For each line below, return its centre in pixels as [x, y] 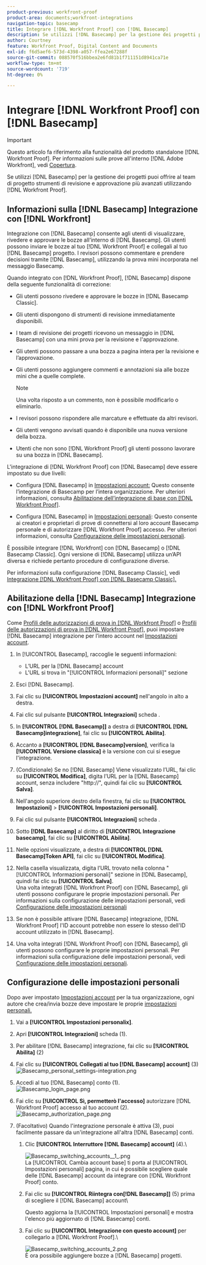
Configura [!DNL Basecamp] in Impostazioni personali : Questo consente [106, 517]
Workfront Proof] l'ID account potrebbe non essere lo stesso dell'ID [101, 925]
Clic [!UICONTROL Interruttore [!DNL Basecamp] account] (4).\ [106, 1144]
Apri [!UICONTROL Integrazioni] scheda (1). [72, 1034]
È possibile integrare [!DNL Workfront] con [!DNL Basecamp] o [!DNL [94, 548]
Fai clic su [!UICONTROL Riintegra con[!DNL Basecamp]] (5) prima [110, 1193]
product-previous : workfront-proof [52, 12]
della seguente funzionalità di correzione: [59, 284]
